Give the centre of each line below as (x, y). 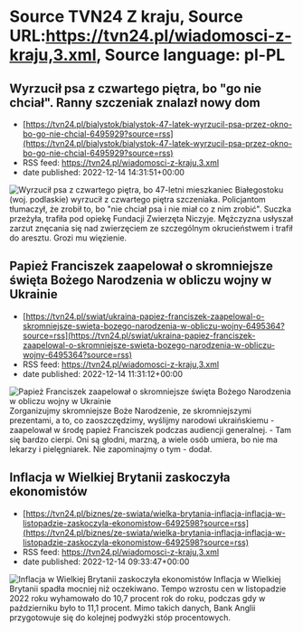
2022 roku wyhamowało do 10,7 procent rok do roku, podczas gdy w (137, 598)
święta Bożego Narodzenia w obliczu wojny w (141, 281)
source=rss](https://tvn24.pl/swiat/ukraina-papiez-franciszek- (139, 335)
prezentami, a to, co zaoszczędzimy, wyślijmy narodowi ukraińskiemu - (142, 420)
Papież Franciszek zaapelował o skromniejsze (141, 266)
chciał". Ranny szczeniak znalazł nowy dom (135, 103)
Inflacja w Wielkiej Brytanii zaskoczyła (120, 478)
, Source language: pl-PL (191, 55)
